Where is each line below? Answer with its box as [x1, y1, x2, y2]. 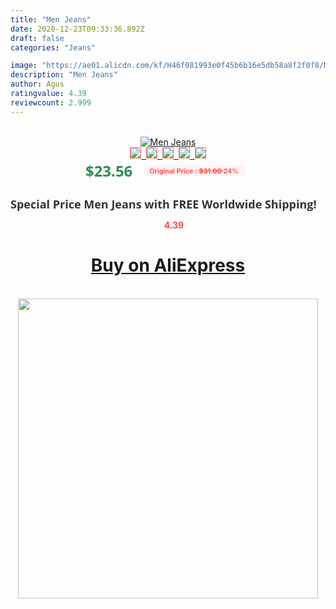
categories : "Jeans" [10, 42, 97, 53]
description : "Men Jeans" [10, 70, 118, 80]
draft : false [10, 33, 65, 43]
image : [10, 61, 38, 71]
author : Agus [10, 79, 65, 90]
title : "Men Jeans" [10, 14, 92, 25]
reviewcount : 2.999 [10, 97, 92, 108]
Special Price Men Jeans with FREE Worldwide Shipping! [10, 196, 317, 212]
